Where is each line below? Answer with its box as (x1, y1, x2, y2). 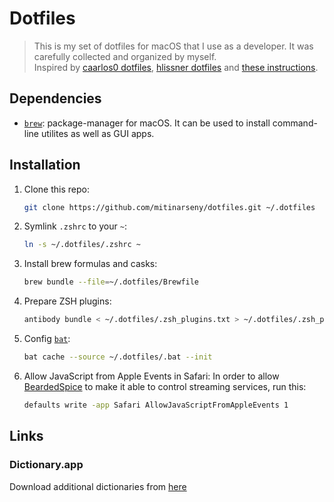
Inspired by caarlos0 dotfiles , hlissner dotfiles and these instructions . (33, 61, 319, 73)
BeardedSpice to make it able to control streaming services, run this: (23, 380, 307, 392)
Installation (9, 157, 81, 174)
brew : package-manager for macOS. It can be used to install (23, 117, 271, 129)
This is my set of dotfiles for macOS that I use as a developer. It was (33, 40, 314, 52)
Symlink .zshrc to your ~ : (23, 220, 127, 232)
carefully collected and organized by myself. (33, 50, 217, 62)
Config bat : (23, 333, 71, 345)
